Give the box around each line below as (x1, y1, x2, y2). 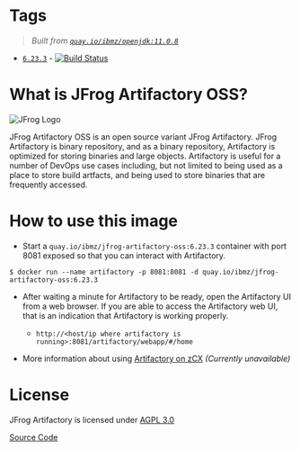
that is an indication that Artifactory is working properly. (22, 310, 229, 320)
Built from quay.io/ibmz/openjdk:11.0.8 (31, 35, 179, 46)
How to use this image (9, 211, 178, 231)
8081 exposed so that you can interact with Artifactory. (22, 249, 226, 261)
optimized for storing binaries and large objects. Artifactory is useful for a (9, 150, 281, 161)
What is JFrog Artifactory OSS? (9, 85, 249, 104)
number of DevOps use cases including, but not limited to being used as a (9, 159, 283, 171)
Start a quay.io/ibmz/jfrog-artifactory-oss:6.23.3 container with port (22, 240, 287, 251)
